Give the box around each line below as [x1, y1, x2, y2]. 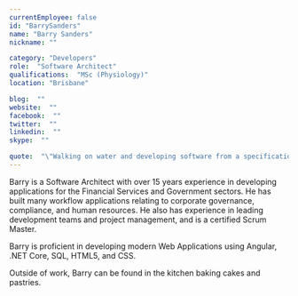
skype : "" [9, 136, 50, 145]
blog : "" [9, 94, 46, 103]
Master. [9, 223, 37, 234]
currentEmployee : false [9, 12, 98, 22]
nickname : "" [9, 37, 58, 47]
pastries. [9, 276, 42, 287]
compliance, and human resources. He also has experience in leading [9, 204, 264, 215]
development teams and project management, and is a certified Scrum [9, 214, 267, 225]
